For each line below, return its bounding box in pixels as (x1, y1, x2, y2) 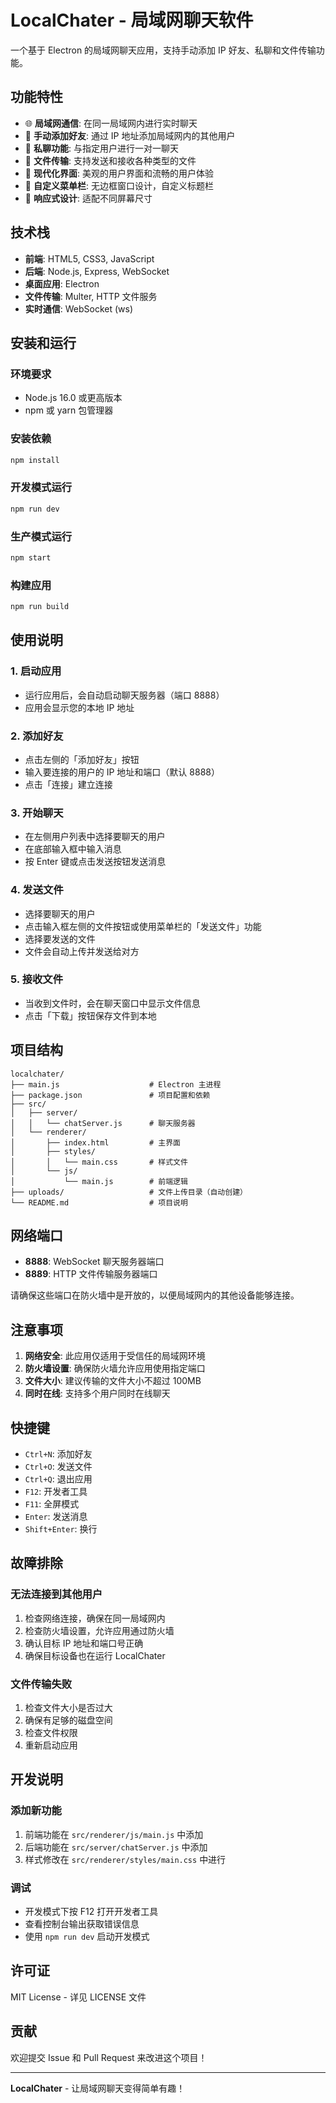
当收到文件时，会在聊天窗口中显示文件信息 (24, 997, 201, 1009)
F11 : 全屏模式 (24, 1498, 80, 1510)
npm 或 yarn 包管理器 (24, 404, 114, 416)
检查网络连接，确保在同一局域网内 (24, 1612, 166, 1624)
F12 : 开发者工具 (24, 1486, 88, 1498)
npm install (10, 455, 60, 465)
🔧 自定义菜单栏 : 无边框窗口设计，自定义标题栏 (24, 179, 214, 191)
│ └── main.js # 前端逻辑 (10, 1176, 188, 1186)
